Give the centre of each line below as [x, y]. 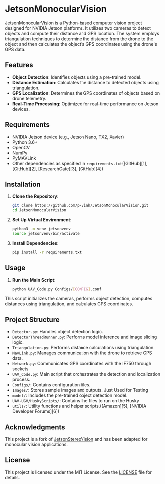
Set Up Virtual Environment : [42, 220]
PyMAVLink [24, 158]
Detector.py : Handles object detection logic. [58, 332]
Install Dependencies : [35, 243]
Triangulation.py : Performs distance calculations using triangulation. [83, 348]
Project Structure [32, 319]
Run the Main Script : [34, 280]
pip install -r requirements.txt [47, 252]
